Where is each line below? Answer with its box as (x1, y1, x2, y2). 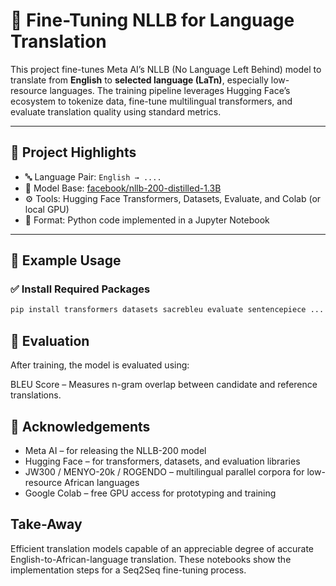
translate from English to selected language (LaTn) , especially (10, 74, 269, 86)
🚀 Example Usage (10, 252, 122, 269)
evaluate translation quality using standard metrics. (10, 105, 222, 118)
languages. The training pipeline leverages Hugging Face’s (49, 84, 291, 96)
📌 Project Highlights (10, 144, 137, 161)
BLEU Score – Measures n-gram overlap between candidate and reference (10, 379, 318, 391)
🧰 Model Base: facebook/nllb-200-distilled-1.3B (24, 182, 222, 194)
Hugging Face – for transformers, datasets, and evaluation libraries (24, 455, 301, 467)
